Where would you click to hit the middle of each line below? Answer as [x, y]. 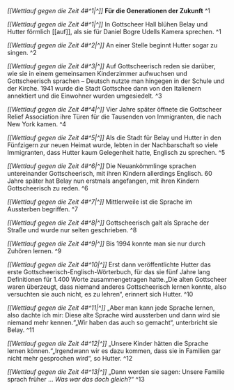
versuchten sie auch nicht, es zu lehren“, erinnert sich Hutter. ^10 [100, 294]
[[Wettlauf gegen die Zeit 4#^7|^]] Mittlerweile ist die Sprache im [100, 202]
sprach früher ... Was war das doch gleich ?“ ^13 [76, 379]
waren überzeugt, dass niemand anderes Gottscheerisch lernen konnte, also [117, 287]
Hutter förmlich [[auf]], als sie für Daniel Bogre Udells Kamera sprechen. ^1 [114, 32]
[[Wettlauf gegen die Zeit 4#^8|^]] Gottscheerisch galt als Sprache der [108, 223]
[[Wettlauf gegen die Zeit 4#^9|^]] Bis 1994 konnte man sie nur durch [106, 243]
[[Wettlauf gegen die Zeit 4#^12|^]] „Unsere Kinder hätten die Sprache [108, 343]
